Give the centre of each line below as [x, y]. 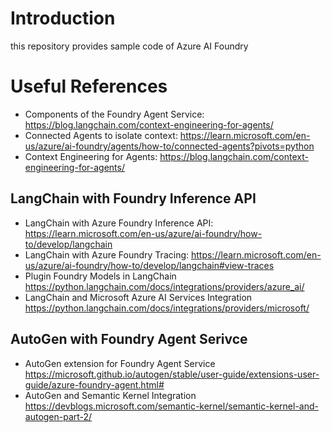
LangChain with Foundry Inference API [133, 198]
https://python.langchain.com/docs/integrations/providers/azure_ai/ [164, 286]
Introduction [63, 18]
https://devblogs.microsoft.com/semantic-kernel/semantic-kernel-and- [172, 406]
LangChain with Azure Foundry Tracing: [107, 254]
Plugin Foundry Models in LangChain [100, 276]
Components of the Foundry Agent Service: [114, 114]
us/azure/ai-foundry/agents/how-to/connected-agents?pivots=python [169, 146]
